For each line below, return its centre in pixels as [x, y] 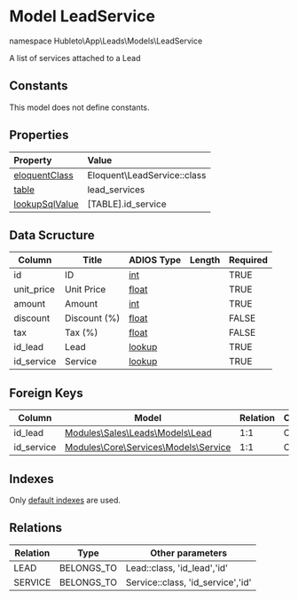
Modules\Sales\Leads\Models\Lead [138, 433]
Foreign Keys [46, 393]
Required [249, 261]
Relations [36, 528]
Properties [39, 135]
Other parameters [189, 553]
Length [205, 261]
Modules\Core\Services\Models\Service [148, 448]
